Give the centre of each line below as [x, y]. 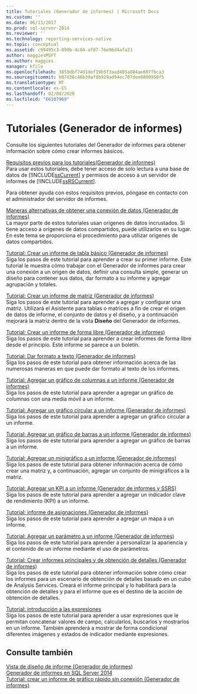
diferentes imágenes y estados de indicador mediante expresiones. [88, 634]
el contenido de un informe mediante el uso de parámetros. [78, 548]
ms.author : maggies [30, 61]
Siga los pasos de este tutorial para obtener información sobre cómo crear [96, 573]
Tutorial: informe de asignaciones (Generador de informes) [77, 512]
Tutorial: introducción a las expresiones [54, 609]
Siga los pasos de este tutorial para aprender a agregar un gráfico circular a [98, 417]
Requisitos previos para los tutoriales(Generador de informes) [81, 162]
